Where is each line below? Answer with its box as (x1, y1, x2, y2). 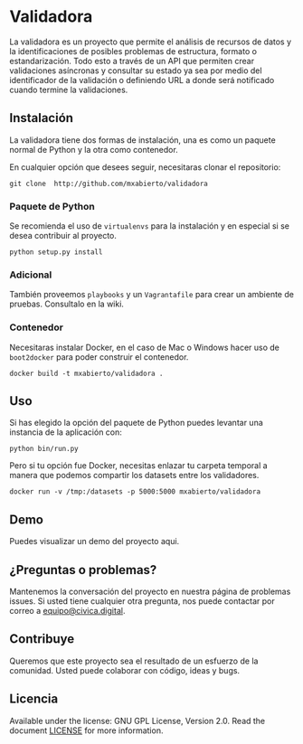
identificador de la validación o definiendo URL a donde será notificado (9, 74, 275, 85)
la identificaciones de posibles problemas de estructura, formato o (9, 45, 258, 56)
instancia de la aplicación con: (9, 427, 122, 438)
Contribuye (9, 631, 75, 647)
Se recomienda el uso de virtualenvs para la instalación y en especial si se (9, 221, 289, 231)
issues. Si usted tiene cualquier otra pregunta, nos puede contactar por (9, 596, 275, 607)
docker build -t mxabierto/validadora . (9, 369, 165, 378)
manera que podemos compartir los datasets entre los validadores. (9, 470, 260, 481)
